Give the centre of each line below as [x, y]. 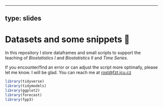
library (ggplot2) [23, 90]
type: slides [23, 18]
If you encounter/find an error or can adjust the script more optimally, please [81, 67]
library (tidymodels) [26, 86]
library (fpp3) [19, 99]
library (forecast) [24, 95]
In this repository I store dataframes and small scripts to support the [73, 53]
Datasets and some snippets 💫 [67, 39]
